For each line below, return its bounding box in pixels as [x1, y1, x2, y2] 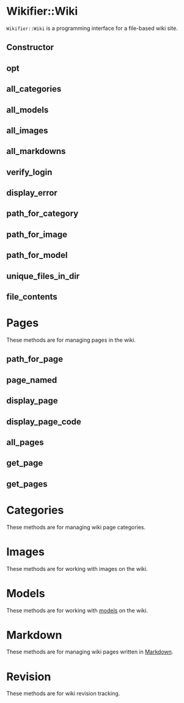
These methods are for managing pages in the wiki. [6, 336, 136, 344]
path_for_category [6, 208, 79, 219]
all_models [6, 105, 49, 115]
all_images [6, 125, 48, 136]
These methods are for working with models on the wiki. [6, 606, 149, 614]
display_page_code [6, 416, 81, 427]
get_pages [6, 479, 48, 489]
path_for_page [6, 354, 63, 364]
